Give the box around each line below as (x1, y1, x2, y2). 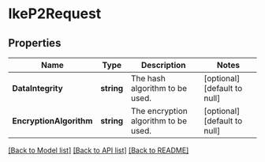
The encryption (130, 106, 188, 116)
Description (140, 60, 187, 70)
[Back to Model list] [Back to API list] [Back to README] (8, 145, 189, 155)
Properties (8, 36, 62, 50)
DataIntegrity (12, 83, 63, 93)
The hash (130, 73, 166, 84)
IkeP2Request (8, 5, 102, 23)
